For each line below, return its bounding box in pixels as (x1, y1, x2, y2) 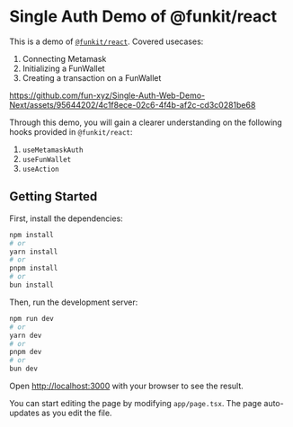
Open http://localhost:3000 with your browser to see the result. (9, 380, 244, 391)
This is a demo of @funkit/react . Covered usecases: (9, 36, 204, 47)
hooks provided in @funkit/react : (9, 126, 133, 137)
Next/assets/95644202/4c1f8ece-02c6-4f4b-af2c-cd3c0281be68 (9, 99, 256, 110)
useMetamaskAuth (22, 146, 84, 155)
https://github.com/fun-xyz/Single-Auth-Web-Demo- (9, 90, 205, 101)
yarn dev (9, 331, 42, 340)
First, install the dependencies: (9, 213, 123, 224)
